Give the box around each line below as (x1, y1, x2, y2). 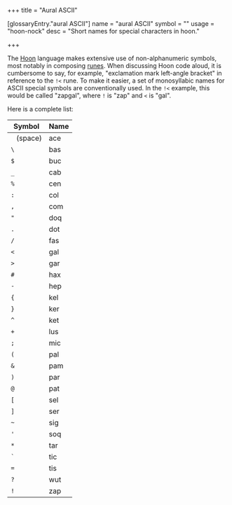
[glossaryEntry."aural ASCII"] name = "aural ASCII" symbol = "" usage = (7, 20, 215, 27)
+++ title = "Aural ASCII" (7, 6, 78, 14)
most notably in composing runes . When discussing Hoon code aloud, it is (7, 62, 222, 69)
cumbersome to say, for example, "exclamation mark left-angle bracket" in (7, 69, 222, 77)
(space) (16, 133, 42, 143)
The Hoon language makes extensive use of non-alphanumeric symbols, (7, 54, 217, 62)
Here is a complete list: (7, 105, 74, 113)
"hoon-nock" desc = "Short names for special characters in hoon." (7, 27, 200, 35)
